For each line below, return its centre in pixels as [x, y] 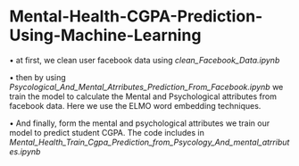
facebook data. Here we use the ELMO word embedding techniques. [135, 105]
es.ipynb [25, 151]
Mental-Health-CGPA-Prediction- [136, 17]
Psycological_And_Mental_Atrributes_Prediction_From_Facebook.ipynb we [146, 87]
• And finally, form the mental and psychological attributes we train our [140, 123]
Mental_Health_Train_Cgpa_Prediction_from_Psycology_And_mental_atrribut [149, 142]
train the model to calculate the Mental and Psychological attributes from [143, 96]
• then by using [38, 77]
